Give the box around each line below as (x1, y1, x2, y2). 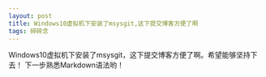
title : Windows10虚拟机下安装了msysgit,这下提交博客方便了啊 (8, 19, 199, 28)
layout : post (8, 11, 53, 20)
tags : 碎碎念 (8, 27, 49, 35)
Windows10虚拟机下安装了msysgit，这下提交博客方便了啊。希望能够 (8, 50, 237, 60)
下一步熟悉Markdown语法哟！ (24, 60, 124, 70)
